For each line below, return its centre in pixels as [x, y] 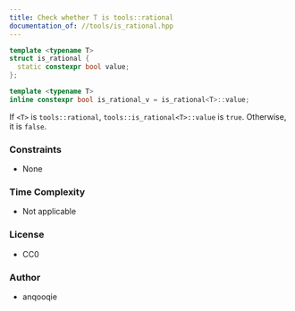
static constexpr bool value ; [73, 67]
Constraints [36, 149]
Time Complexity [47, 191]
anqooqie [40, 297]
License [27, 235]
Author [25, 277]
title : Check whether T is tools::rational [92, 17]
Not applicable [49, 212]
